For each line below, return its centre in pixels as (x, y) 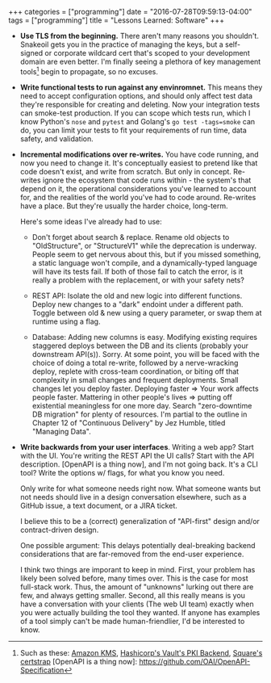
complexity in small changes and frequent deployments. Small (135, 379)
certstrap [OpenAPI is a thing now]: (79, 661)
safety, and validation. (57, 138)
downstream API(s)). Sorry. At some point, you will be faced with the (146, 354)
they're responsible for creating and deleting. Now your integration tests (140, 104)
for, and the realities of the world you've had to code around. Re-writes (138, 197)
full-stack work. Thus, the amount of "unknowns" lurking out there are (137, 587)
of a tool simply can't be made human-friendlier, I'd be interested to (132, 621)
